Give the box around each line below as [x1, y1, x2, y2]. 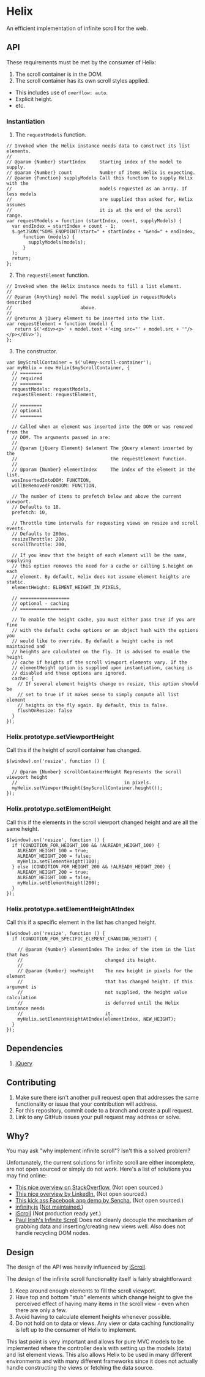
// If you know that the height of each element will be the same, [12, 552, 188, 558]
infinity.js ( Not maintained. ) [15, 1203, 84, 1210]
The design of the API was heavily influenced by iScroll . [6, 1263, 147, 1271]
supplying [6, 558, 32, 564]
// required [12, 375, 43, 382]
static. [6, 579, 26, 585]
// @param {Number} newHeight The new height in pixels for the [17, 967, 193, 974]
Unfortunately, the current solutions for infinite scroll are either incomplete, [6, 1159, 195, 1166]
